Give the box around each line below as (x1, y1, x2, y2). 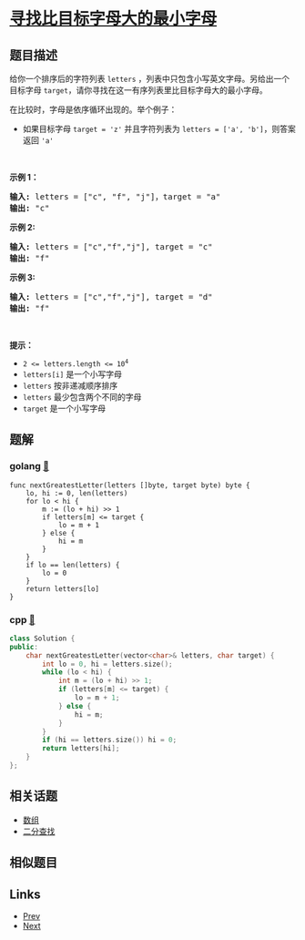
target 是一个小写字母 (22, 403, 107, 414)
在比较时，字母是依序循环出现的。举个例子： (9, 104, 178, 115)
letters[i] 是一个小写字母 (22, 369, 123, 379)
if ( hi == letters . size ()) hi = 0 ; (42, 735, 178, 745)
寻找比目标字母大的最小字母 (9, 8, 218, 29)
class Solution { (9, 634, 76, 643)
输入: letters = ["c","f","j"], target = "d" (9, 292, 213, 301)
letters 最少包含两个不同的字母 (22, 392, 142, 402)
